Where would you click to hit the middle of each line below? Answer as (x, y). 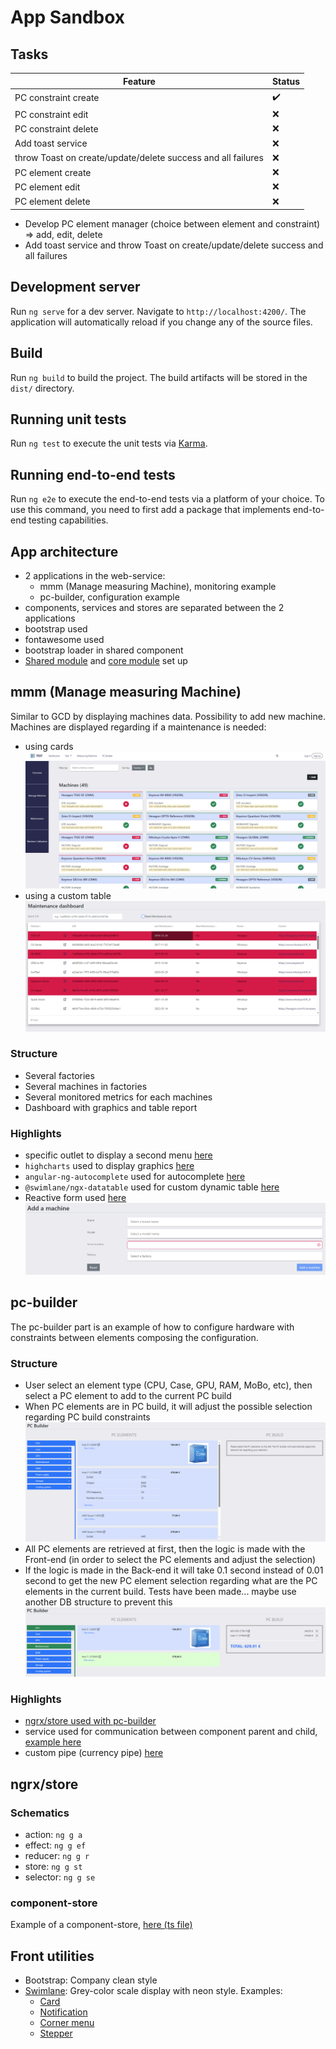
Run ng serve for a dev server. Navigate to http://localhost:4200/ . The (158, 311)
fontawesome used (64, 640)
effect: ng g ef (55, 1845)
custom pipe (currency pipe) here (94, 1753)
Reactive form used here (75, 1198)
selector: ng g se (60, 1877)
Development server (75, 287)
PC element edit (47, 187)
